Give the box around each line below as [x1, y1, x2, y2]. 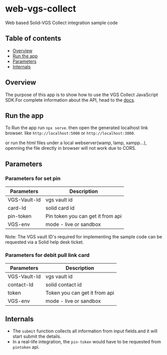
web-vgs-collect [5, 3, 76, 15]
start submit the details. [12, 333, 62, 339]
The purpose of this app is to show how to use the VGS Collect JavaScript [5, 92, 158, 98]
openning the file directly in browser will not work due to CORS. [5, 145, 136, 151]
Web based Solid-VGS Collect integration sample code [5, 20, 118, 26]
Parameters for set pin [5, 174, 61, 182]
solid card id [45, 205, 75, 212]
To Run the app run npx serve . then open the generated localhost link [5, 125, 148, 131]
